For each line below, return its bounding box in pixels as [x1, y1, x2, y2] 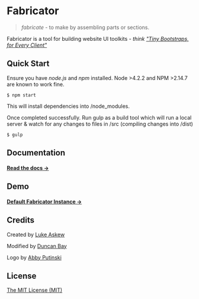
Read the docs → [7, 164, 49, 171]
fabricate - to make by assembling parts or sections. [21, 24, 150, 31]
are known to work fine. [7, 81, 65, 88]
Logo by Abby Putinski [7, 253, 62, 261]
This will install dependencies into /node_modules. [7, 102, 130, 110]
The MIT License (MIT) [7, 287, 63, 294]
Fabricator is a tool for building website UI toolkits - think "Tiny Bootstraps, [7, 35, 189, 42]
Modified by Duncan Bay [7, 242, 67, 249]
